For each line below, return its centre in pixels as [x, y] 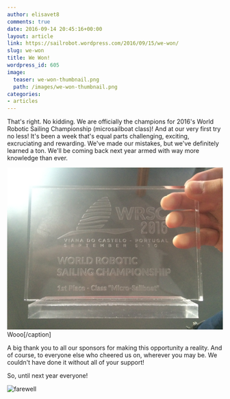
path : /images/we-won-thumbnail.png [65, 87]
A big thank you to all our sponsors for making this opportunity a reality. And [115, 348]
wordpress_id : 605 [33, 65]
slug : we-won [26, 51]
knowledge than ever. [38, 158]
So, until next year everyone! [48, 376]
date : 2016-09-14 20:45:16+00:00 [55, 29]
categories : [24, 94]
